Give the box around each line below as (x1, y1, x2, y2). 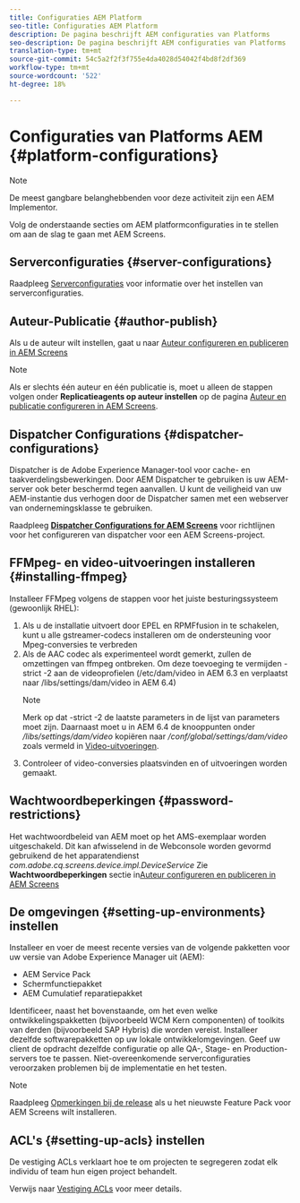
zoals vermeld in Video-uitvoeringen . (21, 740, 159, 751)
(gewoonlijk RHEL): (9, 602, 80, 614)
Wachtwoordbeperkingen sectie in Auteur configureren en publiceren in (9, 869, 276, 880)
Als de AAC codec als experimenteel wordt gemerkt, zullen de (21, 649, 253, 659)
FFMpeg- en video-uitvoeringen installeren (9, 555, 256, 571)
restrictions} (9, 807, 81, 822)
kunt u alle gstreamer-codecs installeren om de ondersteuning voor (21, 629, 271, 640)
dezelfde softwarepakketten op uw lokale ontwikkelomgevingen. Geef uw (9, 1034, 280, 1044)
